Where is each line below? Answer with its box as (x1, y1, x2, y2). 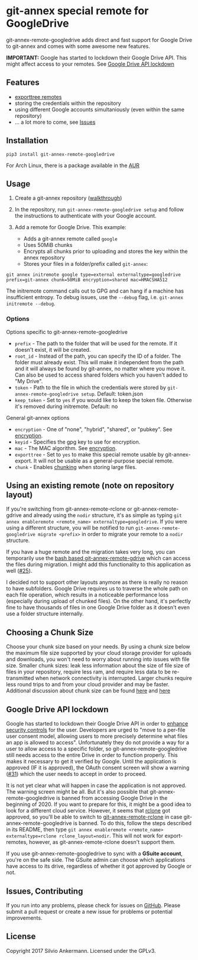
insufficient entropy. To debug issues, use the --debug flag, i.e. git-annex (6, 294, 183, 301)
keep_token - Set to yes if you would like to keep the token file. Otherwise (14, 396, 192, 403)
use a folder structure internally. (6, 610, 84, 617)
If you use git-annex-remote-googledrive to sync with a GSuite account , (6, 850, 183, 857)
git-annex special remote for (6, 4, 149, 18)
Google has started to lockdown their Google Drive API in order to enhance (6, 720, 189, 727)
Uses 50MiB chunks (23, 242, 73, 249)
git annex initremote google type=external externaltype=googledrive (6, 272, 181, 278)
